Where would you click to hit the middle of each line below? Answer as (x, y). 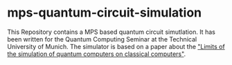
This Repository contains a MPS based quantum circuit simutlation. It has (111, 32)
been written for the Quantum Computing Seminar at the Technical (102, 39)
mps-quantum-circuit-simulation (105, 13)
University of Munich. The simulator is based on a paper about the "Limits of (116, 46)
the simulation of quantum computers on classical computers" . (96, 54)
